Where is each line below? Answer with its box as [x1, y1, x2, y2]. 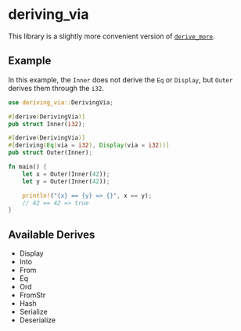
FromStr [19, 290, 46, 300]
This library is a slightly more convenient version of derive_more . [8, 31, 215, 41]
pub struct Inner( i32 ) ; [8, 120, 86, 128]
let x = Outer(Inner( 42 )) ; [22, 170, 110, 178]
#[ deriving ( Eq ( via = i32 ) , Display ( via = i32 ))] [8, 141, 170, 150]
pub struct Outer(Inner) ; [8, 149, 92, 157]
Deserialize [19, 315, 56, 325]
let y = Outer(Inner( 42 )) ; [22, 177, 110, 185]
